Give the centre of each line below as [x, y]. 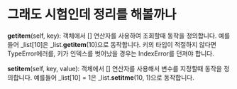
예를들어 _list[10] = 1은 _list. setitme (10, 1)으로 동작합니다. [114, 77]
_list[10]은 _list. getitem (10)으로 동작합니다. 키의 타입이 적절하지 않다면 [118, 44]
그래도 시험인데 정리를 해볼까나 [92, 15]
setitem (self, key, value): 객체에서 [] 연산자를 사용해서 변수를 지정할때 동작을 [115, 68]
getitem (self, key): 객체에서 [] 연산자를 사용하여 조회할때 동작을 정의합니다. [112, 36]
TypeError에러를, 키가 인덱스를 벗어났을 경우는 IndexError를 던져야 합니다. [111, 53]
